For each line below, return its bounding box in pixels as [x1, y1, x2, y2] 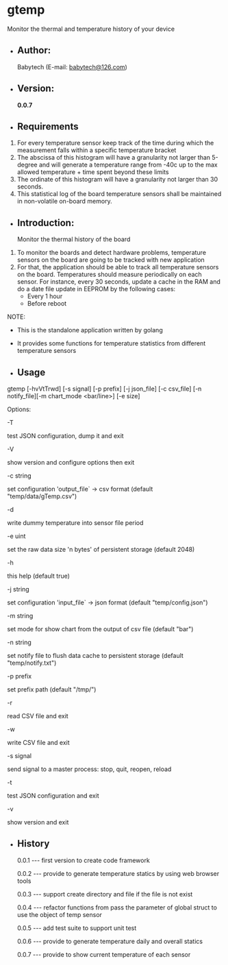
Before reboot [27, 300, 67, 308]
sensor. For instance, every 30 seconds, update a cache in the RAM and [16, 278, 221, 286]
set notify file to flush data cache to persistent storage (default [7, 652, 183, 659]
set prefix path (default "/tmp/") [7, 685, 97, 694]
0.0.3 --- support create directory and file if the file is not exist [16, 890, 193, 898]
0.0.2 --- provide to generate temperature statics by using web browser [16, 869, 220, 877]
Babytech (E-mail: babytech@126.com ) [16, 62, 128, 71]
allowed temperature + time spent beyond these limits [16, 168, 169, 176]
